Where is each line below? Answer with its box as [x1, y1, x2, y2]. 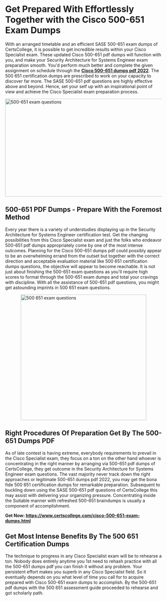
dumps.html [5, 517, 31, 523]
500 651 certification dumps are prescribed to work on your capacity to [5, 73, 152, 79]
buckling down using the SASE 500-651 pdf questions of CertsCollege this [5, 487, 158, 493]
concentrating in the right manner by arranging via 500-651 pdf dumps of [5, 460, 156, 466]
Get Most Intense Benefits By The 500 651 [5, 532, 138, 540]
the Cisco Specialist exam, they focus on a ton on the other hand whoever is [5, 455, 162, 461]
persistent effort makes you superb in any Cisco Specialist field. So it [5, 569, 147, 575]
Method [5, 213, 30, 222]
